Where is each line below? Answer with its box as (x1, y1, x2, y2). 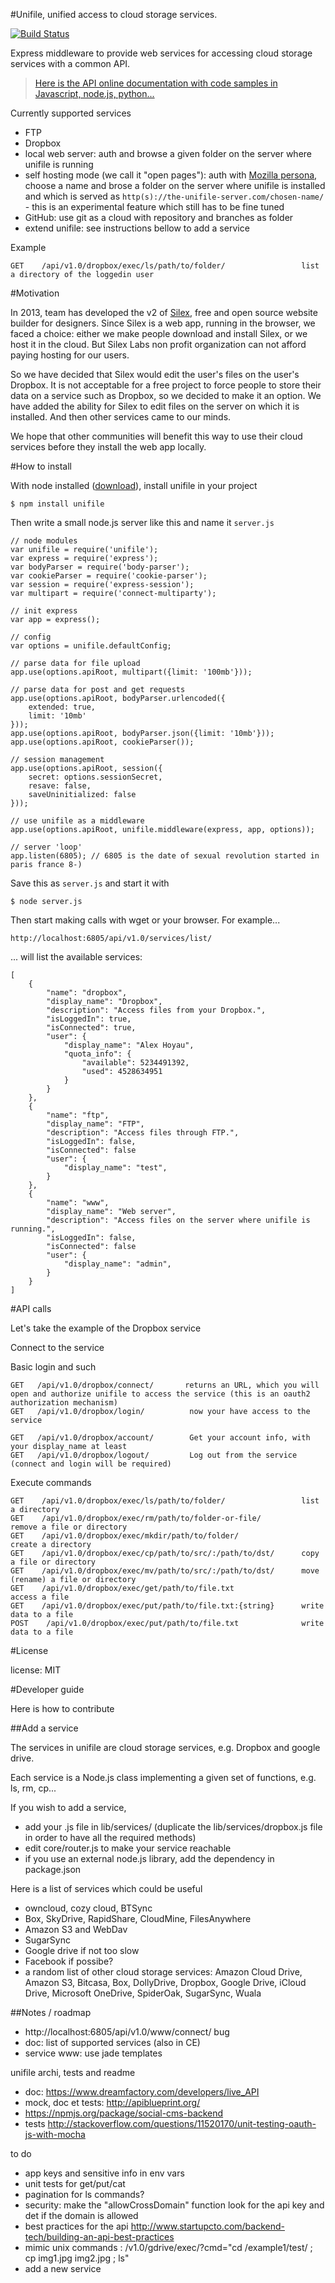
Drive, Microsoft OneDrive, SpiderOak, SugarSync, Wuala (24, 1987, 262, 1999)
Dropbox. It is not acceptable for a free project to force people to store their (10, 379, 322, 391)
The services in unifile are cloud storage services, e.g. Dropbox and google (10, 1742, 321, 1753)
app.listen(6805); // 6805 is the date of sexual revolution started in (10, 851, 320, 861)
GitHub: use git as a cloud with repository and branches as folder (24, 212, 294, 223)
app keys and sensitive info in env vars (24, 2167, 185, 2179)
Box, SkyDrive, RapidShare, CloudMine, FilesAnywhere (24, 1913, 252, 1924)
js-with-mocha (24, 2129, 86, 2140)
